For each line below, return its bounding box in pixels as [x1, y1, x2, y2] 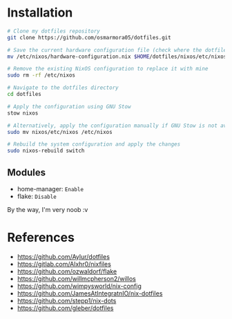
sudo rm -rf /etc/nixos [7, 72, 76, 79]
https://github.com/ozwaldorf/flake [17, 267, 117, 275]
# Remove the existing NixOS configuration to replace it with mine [7, 66, 209, 72]
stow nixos [7, 109, 39, 117]
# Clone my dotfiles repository [7, 28, 100, 35]
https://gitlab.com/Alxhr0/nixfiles [17, 260, 112, 268]
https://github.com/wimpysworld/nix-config [17, 282, 142, 290]
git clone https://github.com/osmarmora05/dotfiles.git [7, 34, 171, 41]
